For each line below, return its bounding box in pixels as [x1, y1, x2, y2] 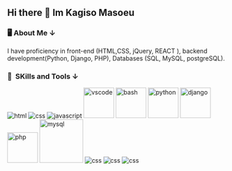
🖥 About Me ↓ [7, 28, 56, 38]
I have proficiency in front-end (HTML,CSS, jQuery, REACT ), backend [7, 47, 208, 55]
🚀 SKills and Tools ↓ [7, 71, 79, 81]
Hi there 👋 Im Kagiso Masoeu [7, 7, 134, 19]
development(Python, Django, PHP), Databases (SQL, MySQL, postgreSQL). [7, 54, 225, 63]
